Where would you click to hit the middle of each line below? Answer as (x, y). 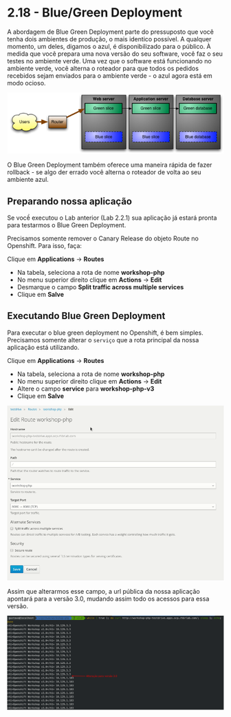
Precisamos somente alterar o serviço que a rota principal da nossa (103, 340)
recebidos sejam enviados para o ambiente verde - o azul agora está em (110, 75)
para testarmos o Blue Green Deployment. (67, 225)
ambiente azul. (28, 180)
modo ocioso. (26, 83)
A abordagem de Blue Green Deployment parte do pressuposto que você (111, 32)
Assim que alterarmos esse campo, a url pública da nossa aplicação (104, 591)
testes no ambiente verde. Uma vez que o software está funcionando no (109, 61)
